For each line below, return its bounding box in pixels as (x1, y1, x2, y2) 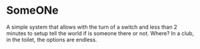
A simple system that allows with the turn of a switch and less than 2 (6, 23, 178, 30)
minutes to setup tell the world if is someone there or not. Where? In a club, (6, 29, 194, 36)
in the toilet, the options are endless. (6, 36, 98, 43)
